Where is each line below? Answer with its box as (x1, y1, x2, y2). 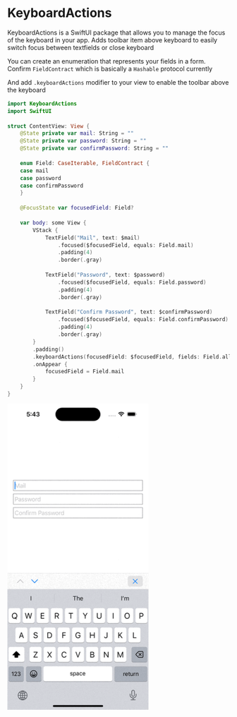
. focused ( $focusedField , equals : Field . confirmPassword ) (57, 316, 229, 323)
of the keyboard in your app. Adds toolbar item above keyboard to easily (7, 35, 217, 44)
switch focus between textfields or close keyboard (7, 43, 154, 52)
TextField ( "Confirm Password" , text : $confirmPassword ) (44, 308, 213, 315)
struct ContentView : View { (7, 122, 90, 130)
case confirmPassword (20, 182, 83, 189)
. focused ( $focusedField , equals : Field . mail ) (57, 241, 194, 248)
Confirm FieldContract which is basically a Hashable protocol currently (7, 64, 213, 73)
